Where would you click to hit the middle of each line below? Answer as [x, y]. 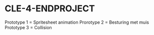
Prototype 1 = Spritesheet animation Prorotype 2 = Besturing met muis [77, 22]
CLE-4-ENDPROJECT [50, 9]
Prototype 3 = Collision [28, 27]
